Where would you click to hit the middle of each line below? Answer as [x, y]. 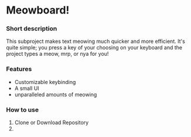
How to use [23, 109]
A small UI [27, 88]
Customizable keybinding [45, 82]
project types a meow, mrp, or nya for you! [57, 54]
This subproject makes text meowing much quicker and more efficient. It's [96, 41]
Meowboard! [38, 10]
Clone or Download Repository [52, 123]
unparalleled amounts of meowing [56, 94]
